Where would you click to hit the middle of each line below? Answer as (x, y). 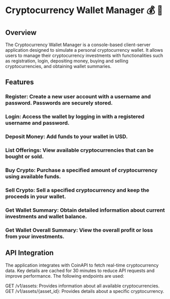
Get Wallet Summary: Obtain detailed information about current (85, 210)
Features (20, 82)
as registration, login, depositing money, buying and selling (67, 61)
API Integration (30, 253)
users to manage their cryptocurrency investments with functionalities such (84, 55)
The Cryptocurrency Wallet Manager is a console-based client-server (78, 45)
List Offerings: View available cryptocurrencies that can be (79, 150)
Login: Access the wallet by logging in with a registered (75, 117)
